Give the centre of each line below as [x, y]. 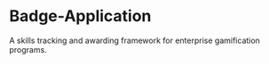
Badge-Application [80, 16]
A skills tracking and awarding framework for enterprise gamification [134, 40]
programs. [28, 49]
